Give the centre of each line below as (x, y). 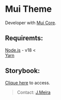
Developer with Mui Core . (31, 23)
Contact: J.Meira (34, 92)
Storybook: (22, 71)
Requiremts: (24, 38)
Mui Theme (29, 9)
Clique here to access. (28, 83)
